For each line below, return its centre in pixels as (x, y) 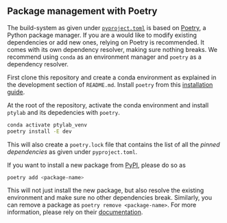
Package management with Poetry (82, 11)
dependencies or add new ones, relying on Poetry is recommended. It (106, 42)
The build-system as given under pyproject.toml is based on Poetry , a (107, 27)
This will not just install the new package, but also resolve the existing (106, 190)
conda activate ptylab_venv (47, 125)
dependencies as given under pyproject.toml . (72, 152)
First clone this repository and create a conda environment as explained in (112, 77)
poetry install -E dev (39, 131)
